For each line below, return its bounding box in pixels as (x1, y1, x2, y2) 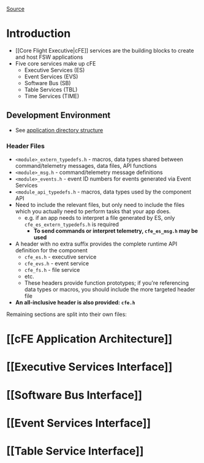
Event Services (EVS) (24, 73, 78, 80)
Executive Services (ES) (24, 66, 85, 73)
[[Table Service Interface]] (6, 444, 144, 458)
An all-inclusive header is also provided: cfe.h (15, 299, 135, 306)
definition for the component (15, 247, 88, 254)
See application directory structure (15, 126, 104, 134)
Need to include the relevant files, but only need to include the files (15, 201, 185, 209)
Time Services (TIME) (24, 92, 80, 100)
